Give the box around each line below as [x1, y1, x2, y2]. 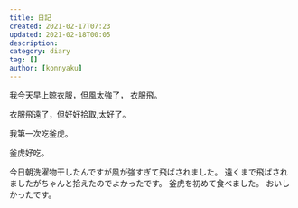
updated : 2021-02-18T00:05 [9, 30, 111, 39]
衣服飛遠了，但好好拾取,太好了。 [9, 109, 131, 119]
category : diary [9, 47, 70, 56]
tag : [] [9, 55, 39, 64]
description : [9, 38, 59, 48]
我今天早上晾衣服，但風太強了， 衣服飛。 [9, 90, 163, 100]
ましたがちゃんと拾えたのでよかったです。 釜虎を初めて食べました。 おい [9, 177, 283, 188]
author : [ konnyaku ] [9, 64, 83, 73]
